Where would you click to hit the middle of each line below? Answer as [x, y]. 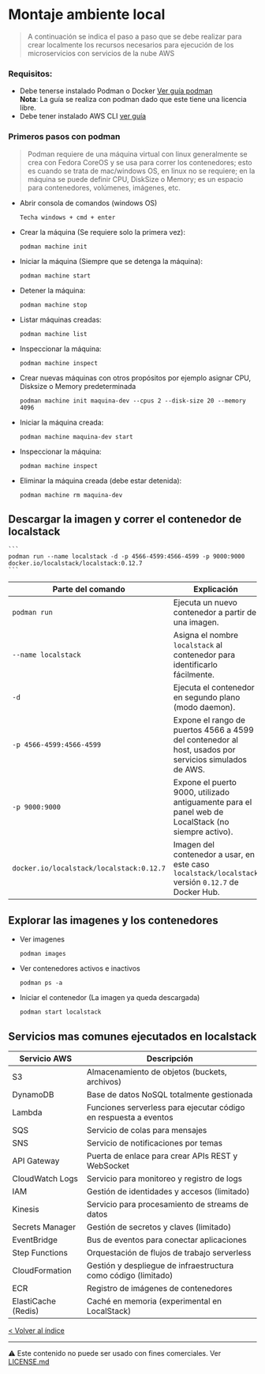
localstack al [198, 645]
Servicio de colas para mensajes [147, 1130]
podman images [43, 954]
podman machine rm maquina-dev [71, 495]
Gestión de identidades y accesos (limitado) [168, 1191]
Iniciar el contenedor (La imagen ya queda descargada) [110, 998]
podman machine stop [53, 305]
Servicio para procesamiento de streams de [168, 1204]
